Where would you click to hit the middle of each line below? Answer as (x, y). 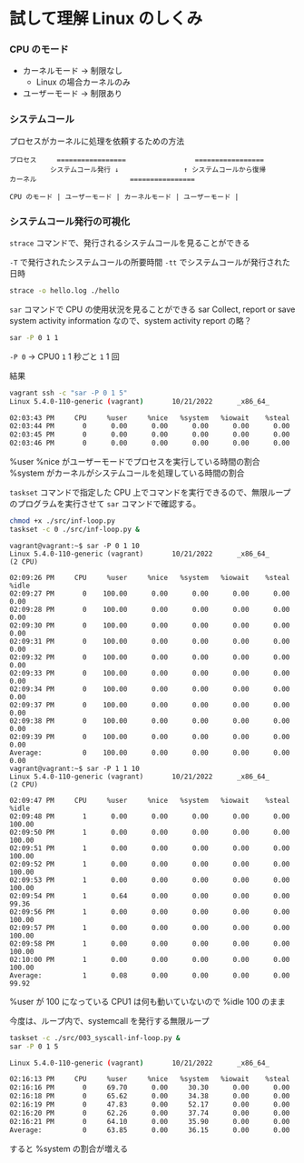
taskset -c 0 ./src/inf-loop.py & (75, 529)
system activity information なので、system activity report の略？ (131, 320)
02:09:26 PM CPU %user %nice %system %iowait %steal (150, 577)
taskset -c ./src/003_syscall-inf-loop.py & (95, 1038)
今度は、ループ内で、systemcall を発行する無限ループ (109, 1020)
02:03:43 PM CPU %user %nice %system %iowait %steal (150, 418)
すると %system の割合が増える (69, 1148)
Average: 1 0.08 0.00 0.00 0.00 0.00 (150, 975)
